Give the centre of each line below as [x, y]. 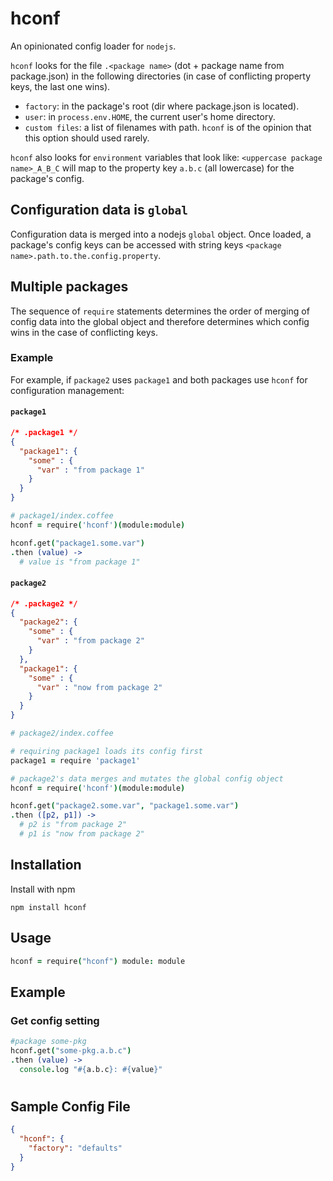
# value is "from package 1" [80, 562]
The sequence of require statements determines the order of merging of [160, 311]
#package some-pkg [48, 1042]
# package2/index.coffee [62, 733]
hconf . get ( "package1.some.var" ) [77, 543]
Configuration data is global [99, 210]
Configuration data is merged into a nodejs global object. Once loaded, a [161, 234]
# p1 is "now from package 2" [82, 834]
